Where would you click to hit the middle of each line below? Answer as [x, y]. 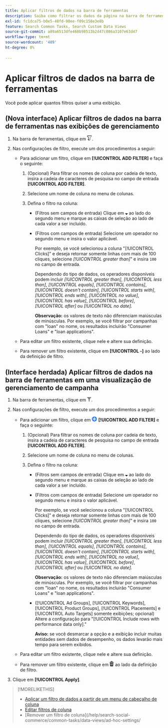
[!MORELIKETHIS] [36, 689]
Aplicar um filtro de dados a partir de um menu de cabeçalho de [91, 699]
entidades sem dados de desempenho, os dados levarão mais [99, 639]
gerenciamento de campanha [52, 388]
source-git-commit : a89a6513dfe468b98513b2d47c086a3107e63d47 [71, 32]
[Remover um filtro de [47, 715]
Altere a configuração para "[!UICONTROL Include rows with [97, 619]
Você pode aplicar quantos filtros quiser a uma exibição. [63, 103]
